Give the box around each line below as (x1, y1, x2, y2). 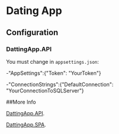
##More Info (6, 98, 36, 105)
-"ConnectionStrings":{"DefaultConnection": (6, 81, 114, 88)
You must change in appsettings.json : (6, 58, 99, 65)
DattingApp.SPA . (6, 121, 46, 128)
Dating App (6, 4, 63, 18)
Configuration (6, 28, 59, 37)
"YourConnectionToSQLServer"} (6, 87, 84, 94)
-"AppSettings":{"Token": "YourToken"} (6, 69, 101, 77)
